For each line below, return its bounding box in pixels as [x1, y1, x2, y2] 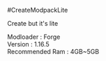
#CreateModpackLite [7, 6, 68, 14]
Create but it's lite [7, 19, 59, 27]
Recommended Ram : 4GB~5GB [7, 48, 100, 55]
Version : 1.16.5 [7, 40, 50, 48]
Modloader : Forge [7, 33, 61, 41]
